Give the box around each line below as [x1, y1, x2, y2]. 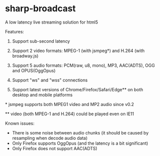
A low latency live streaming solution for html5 [5, 19, 98, 25]
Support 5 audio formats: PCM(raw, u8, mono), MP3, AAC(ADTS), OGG [12, 62, 155, 68]
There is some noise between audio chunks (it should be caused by [12, 130, 149, 135]
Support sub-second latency [12, 38, 70, 44]
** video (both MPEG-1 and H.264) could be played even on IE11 [5, 111, 135, 117]
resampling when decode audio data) [12, 135, 88, 141]
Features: [5, 28, 24, 34]
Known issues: [5, 120, 35, 126]
